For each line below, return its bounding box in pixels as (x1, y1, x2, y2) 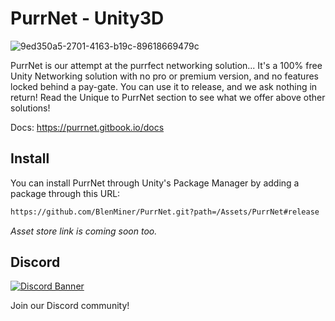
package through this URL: (10, 187, 121, 199)
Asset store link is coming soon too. (10, 225, 158, 237)
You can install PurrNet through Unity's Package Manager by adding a (10, 177, 300, 189)
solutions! (10, 102, 51, 114)
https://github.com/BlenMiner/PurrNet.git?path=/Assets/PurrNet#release (10, 207, 320, 217)
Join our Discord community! (10, 300, 130, 312)
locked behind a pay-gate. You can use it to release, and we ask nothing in (10, 80, 318, 92)
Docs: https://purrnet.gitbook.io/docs (10, 121, 165, 133)
